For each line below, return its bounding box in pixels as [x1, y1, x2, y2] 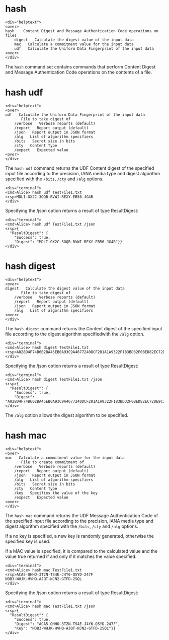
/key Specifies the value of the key [14, 490, 98, 495]
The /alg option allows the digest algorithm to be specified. [5, 412, 129, 418]
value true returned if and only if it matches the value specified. [5, 553, 137, 559]
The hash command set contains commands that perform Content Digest [5, 63, 156, 69]
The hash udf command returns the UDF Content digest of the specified [5, 165, 154, 171]
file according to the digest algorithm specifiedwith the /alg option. [5, 331, 145, 337]
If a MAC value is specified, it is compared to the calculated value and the [5, 548, 158, 554]
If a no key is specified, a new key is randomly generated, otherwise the [5, 533, 154, 539]
